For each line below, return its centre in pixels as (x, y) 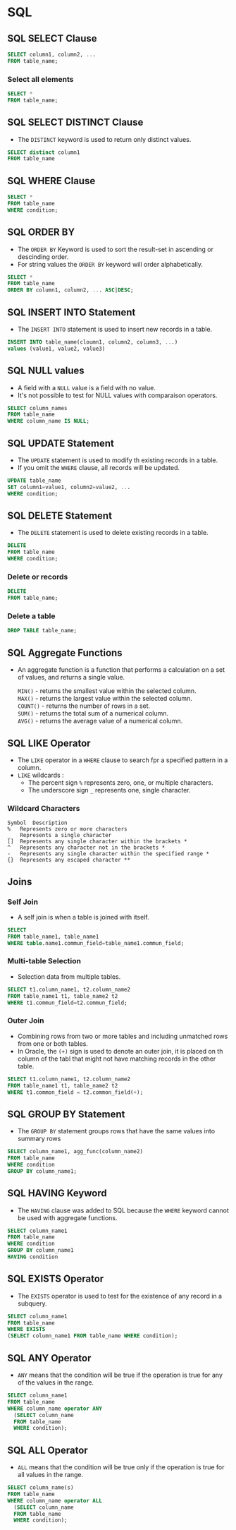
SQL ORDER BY (41, 233)
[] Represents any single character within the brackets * (98, 842)
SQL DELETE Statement (60, 516)
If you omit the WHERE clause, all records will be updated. (99, 468)
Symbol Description (38, 823)
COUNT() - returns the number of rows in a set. (84, 706)
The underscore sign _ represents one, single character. (109, 790)
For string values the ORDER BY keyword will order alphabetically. (110, 264)
